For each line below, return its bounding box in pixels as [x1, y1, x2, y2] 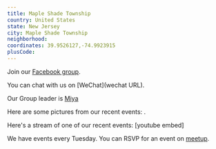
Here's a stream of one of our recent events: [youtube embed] [7, 121, 184, 129]
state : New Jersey [7, 23, 60, 30]
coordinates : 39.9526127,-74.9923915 [7, 42, 116, 49]
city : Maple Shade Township [7, 29, 88, 37]
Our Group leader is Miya [7, 94, 79, 102]
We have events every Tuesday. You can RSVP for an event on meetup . [7, 134, 210, 142]
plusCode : [7, 49, 36, 56]
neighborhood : [7, 36, 48, 43]
